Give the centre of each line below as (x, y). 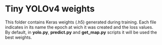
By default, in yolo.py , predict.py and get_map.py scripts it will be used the (81, 32)
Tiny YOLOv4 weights (50, 9)
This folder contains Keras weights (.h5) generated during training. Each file (81, 22)
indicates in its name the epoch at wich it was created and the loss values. (79, 27)
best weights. (19, 37)
